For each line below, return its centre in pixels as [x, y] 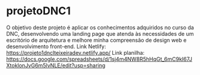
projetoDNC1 [38, 11]
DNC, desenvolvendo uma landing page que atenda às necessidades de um [100, 33]
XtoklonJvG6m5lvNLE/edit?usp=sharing [56, 65]
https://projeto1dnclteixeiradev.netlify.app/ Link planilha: [75, 52]
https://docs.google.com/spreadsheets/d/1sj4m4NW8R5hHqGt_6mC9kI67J [99, 59]
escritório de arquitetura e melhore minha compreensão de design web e [96, 40]
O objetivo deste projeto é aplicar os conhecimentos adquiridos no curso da [100, 27]
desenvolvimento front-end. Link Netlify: [56, 46]
